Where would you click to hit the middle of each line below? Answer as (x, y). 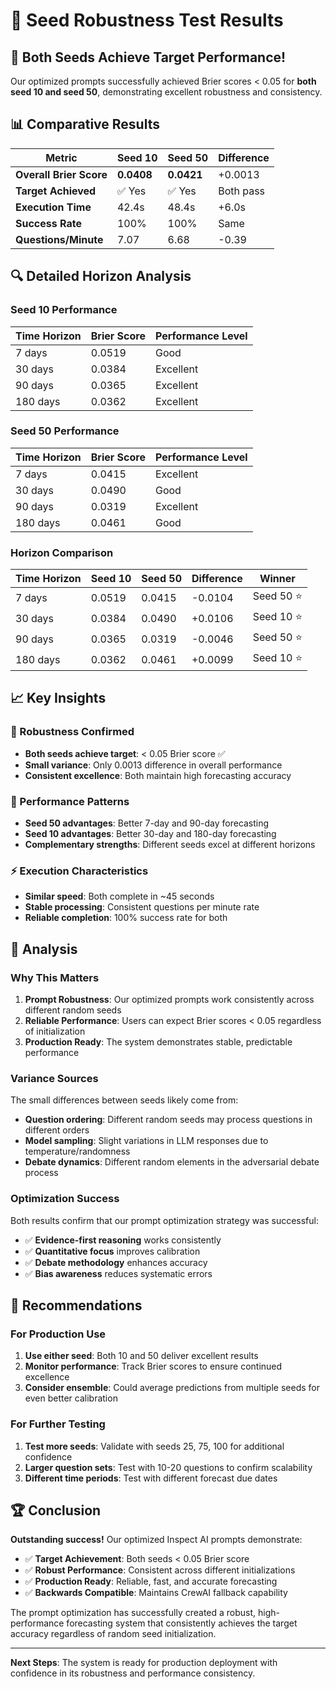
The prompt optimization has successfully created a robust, (133, 1613)
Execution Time (53, 207)
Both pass (242, 191)
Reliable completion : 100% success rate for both (126, 918)
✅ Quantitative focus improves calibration (112, 1251)
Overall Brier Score (61, 174)
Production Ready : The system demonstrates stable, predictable (158, 1042)
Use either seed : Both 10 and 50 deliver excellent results (141, 1356)
